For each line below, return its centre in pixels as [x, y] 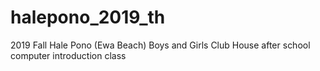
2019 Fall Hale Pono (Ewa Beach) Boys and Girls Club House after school [160, 45]
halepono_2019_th [88, 17]
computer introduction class [68, 55]
